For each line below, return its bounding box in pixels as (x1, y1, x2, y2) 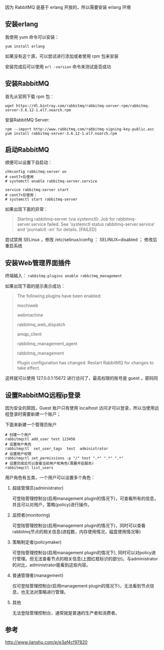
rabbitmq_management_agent (17, 341, 77, 347)
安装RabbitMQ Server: (5, 117, 50, 123)
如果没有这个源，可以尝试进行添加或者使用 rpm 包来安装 (5, 53, 119, 59)
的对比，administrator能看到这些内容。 (12, 562, 91, 568)
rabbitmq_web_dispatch (17, 322, 66, 327)
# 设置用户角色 (5, 442, 32, 447)
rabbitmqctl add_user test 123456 (5, 437, 76, 442)
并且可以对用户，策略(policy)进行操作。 (12, 502, 92, 508)
